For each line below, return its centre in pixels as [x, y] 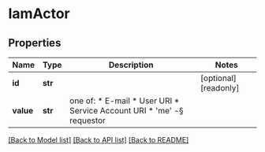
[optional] [218, 78]
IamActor [39, 14]
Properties [35, 43]
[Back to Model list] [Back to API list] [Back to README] [99, 140]
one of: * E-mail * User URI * [125, 101]
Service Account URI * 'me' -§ [127, 111]
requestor [88, 120]
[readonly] [220, 88]
